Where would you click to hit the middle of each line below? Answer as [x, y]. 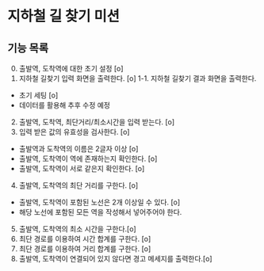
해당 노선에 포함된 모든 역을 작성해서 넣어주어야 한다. [100, 212]
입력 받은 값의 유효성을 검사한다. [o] [74, 132]
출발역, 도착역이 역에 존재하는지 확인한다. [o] [88, 158]
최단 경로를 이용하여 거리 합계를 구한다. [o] [85, 249]
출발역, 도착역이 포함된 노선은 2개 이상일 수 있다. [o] [99, 202]
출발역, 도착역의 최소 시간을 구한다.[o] [77, 229]
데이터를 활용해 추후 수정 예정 [64, 105]
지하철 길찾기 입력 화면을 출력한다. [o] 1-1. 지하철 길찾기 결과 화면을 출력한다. [138, 78]
